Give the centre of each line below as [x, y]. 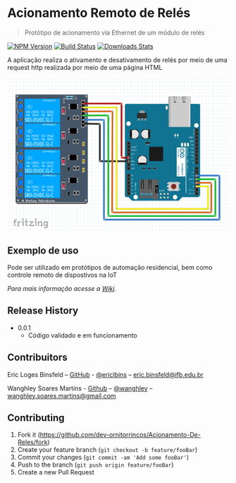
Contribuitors [38, 358]
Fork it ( [29, 435]
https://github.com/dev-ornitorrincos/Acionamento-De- [120, 435]
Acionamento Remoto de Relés [99, 13]
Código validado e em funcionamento [82, 335]
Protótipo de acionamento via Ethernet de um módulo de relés [114, 32]
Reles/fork [32, 442]
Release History [43, 311]
